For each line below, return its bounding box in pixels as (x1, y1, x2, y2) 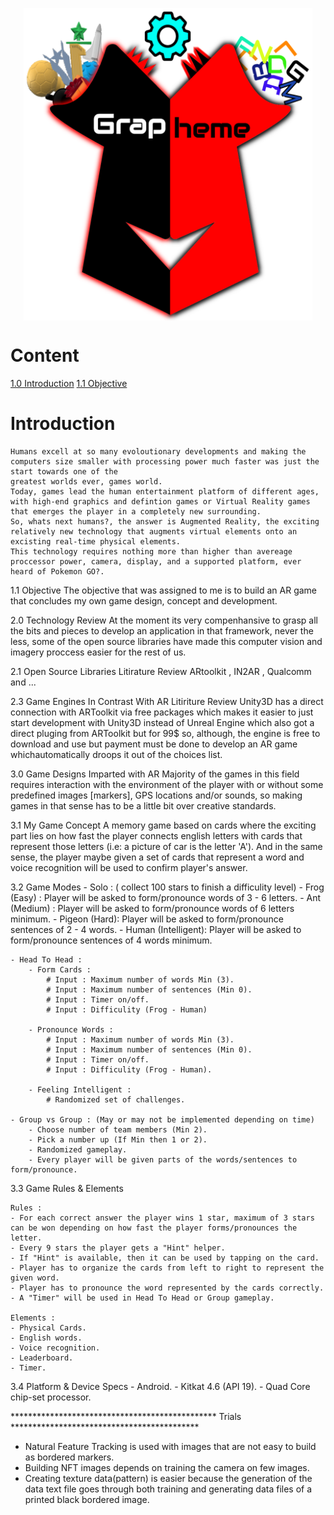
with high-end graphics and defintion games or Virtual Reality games (10, 496, 311, 507)
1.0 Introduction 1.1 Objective (10, 377, 128, 389)
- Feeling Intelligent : (28, 1084, 132, 1095)
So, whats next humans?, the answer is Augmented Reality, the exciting (10, 516, 320, 527)
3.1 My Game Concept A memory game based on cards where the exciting (10, 819, 317, 831)
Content (10, 344, 80, 367)
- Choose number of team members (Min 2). (28, 1124, 208, 1135)
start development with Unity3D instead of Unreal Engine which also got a (10, 716, 315, 728)
